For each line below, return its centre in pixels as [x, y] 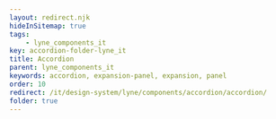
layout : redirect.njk [50, 17]
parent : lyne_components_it [62, 68]
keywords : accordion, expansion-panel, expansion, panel [118, 76]
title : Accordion [42, 59]
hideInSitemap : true [48, 26]
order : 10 [28, 84]
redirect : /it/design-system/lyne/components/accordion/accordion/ [138, 92]
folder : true [34, 101]
